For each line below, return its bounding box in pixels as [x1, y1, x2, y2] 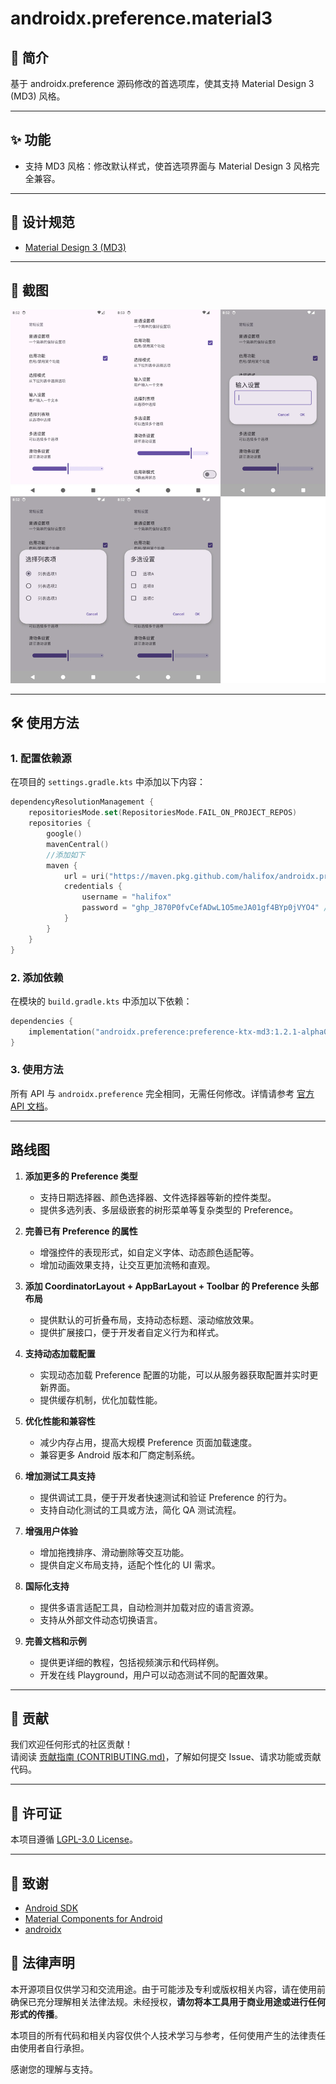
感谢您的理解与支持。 [10, 2063, 98, 2075]
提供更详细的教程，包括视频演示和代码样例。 [39, 1656, 225, 1668]
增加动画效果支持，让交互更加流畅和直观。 [39, 1258, 216, 1271]
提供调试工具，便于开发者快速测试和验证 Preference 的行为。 [39, 1491, 293, 1503]
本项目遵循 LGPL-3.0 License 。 [10, 1833, 138, 1846]
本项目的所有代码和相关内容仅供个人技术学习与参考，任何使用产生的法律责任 [10, 2029, 326, 2041]
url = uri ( [63, 871, 110, 881]
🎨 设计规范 [10, 214, 75, 231]
